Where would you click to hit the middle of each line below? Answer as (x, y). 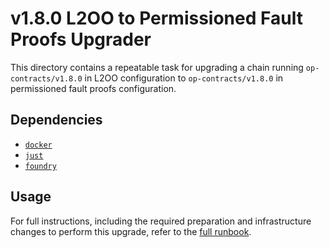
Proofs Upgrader (81, 39)
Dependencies (56, 120)
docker (38, 145)
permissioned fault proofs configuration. (93, 88)
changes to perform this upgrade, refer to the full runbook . (131, 231)
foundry (40, 166)
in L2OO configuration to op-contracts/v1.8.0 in (184, 78)
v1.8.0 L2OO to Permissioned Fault (156, 18)
